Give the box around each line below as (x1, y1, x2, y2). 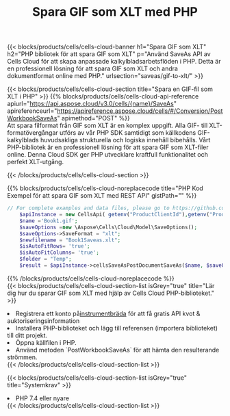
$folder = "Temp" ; (19, 256, 72, 263)
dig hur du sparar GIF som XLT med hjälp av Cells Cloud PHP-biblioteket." (7, 289, 214, 297)
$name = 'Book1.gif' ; (19, 217, 78, 224)
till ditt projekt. (7, 331, 48, 339)
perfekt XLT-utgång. (7, 158, 64, 166)
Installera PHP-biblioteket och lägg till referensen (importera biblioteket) (16, 324, 218, 332)
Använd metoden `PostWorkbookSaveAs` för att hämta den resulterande (16, 346, 220, 354)
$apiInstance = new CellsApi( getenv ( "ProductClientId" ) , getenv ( (19, 211, 210, 218)
